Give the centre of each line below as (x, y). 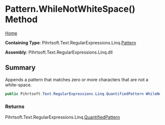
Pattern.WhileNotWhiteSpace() (70, 9)
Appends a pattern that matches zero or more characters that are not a (77, 79)
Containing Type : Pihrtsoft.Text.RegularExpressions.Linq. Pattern (71, 42)
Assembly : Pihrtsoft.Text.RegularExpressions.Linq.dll (59, 52)
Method (21, 19)
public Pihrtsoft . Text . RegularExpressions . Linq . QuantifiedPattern (74, 94)
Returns (15, 106)
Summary (20, 68)
